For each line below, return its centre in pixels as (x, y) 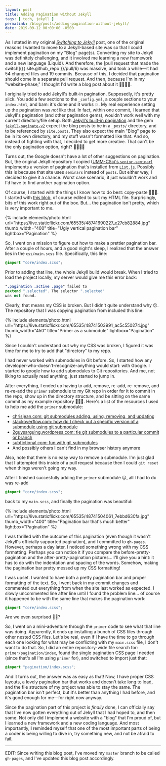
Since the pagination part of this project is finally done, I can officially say (80, 707)
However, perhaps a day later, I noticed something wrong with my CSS (77, 547)
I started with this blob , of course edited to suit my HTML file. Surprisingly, (81, 198)
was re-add (17, 483)
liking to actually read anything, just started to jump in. (60, 376)
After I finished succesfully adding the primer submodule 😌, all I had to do (81, 477)
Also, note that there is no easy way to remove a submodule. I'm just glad (80, 457)
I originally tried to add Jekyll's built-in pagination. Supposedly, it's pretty (80, 94)
